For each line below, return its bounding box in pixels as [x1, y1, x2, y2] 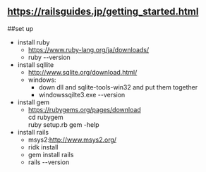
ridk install [28, 142, 59, 151]
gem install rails [28, 150, 74, 159]
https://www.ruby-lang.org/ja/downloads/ [28, 45, 150, 54]
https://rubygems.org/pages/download [28, 105, 141, 113]
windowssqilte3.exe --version [38, 90, 126, 99]
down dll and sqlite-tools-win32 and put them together [38, 82, 198, 91]
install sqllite [17, 60, 54, 69]
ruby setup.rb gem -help [28, 120, 100, 129]
